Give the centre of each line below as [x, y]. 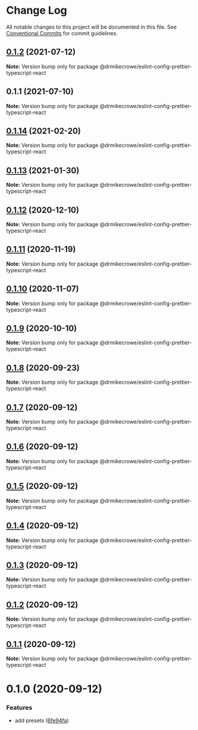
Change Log [37, 10]
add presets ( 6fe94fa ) [42, 720]
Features [19, 708]
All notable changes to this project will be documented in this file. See [92, 27]
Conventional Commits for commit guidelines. [62, 33]
